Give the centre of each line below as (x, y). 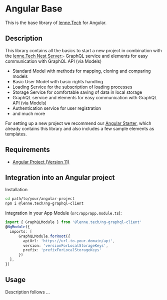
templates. (16, 134)
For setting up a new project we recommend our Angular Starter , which (78, 123)
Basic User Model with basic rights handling (58, 81)
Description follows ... (27, 292)
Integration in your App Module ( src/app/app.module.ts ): (63, 213)
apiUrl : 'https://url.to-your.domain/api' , (69, 241)
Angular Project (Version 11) (41, 162)
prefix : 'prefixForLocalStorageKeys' (62, 250)
